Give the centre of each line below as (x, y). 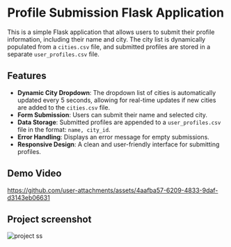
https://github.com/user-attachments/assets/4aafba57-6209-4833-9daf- (113, 190)
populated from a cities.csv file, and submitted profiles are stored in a (109, 46)
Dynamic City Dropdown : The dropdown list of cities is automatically (117, 92)
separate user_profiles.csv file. (53, 54)
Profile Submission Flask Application (116, 13)
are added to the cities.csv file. (63, 107)
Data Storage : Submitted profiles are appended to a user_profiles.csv (119, 122)
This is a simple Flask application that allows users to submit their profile (111, 32)
